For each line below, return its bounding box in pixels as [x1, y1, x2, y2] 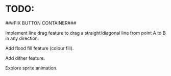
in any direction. [5, 35, 39, 41]
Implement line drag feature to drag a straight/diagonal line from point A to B [5, 30, 166, 36]
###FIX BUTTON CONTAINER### [5, 20, 77, 26]
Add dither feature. [5, 55, 45, 61]
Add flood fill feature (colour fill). [5, 45, 74, 51]
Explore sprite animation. [5, 65, 58, 71]
